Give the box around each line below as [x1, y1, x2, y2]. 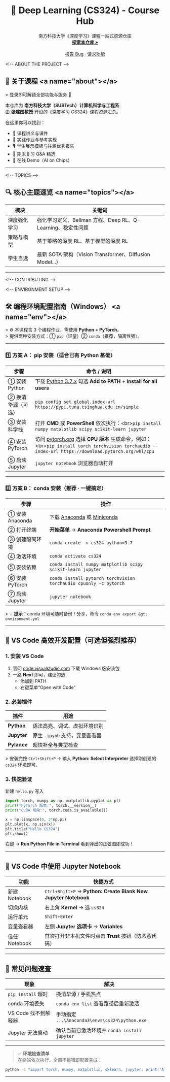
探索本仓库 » [71, 39, 99, 45]
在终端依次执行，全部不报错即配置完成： [17, 1057, 102, 1063]
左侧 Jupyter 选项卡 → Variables [45, 923, 123, 930]
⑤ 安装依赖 [8, 564, 37, 571]
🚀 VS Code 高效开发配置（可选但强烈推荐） [5, 636, 141, 645]
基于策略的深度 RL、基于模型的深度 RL [37, 237, 128, 244]
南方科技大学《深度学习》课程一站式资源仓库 [38, 32, 132, 39]
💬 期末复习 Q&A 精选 [12, 151, 56, 157]
